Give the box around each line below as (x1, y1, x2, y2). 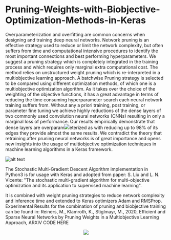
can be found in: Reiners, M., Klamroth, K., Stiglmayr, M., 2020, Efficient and (5, 208, 166, 214)
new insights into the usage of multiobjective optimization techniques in (5, 141, 157, 147)
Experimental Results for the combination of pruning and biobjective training (5, 203, 166, 209)
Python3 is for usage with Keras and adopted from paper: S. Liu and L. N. (5, 171, 160, 178)
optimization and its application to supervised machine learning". (5, 182, 142, 188)
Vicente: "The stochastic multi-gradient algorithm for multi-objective (5, 177, 150, 183)
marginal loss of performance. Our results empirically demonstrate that (5, 118, 155, 124)
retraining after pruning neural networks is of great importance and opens (5, 135, 161, 141)
